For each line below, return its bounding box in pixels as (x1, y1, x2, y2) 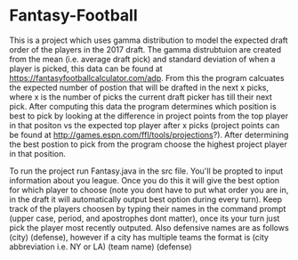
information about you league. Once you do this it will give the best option (9, 175, 280, 185)
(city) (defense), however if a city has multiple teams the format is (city (9, 232, 270, 242)
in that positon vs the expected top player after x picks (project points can (9, 119, 280, 130)
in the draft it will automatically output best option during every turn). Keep (9, 193, 283, 205)
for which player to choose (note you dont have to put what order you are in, (9, 184, 289, 195)
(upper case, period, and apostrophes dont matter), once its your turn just (9, 213, 280, 223)
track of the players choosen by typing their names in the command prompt (9, 203, 286, 214)
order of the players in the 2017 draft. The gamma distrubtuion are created (9, 44, 282, 54)
